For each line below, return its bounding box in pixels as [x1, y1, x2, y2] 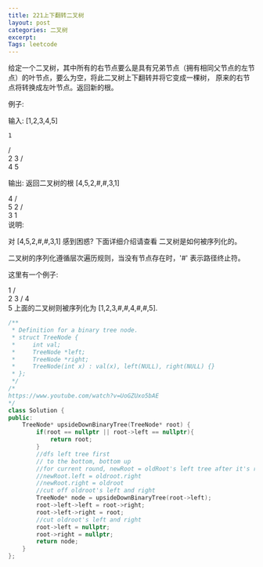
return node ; [36, 538, 79, 546]
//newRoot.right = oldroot [36, 479, 124, 487]
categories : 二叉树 [8, 26, 68, 34]
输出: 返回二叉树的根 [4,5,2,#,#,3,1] [8, 178, 120, 188]
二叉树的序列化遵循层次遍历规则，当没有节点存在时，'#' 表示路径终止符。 [8, 253, 245, 263]
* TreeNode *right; [11, 355, 89, 363]
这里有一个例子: [8, 270, 59, 279]
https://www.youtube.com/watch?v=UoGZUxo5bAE [8, 391, 159, 400]
